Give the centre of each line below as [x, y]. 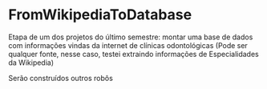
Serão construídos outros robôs [61, 78]
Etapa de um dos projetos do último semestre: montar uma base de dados [131, 37]
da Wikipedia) [31, 63]
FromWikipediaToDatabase [100, 15]
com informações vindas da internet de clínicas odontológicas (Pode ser [128, 45]
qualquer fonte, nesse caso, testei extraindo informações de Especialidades [133, 54]
